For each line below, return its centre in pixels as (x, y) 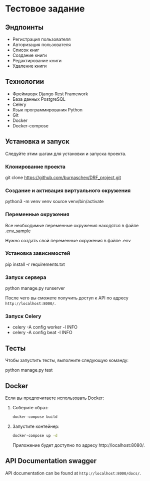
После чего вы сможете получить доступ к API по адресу (67, 298)
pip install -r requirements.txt (35, 264)
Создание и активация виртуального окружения (68, 190)
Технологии (24, 82)
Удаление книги (29, 66)
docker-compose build (35, 417)
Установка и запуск (37, 142)
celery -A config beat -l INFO (42, 333)
